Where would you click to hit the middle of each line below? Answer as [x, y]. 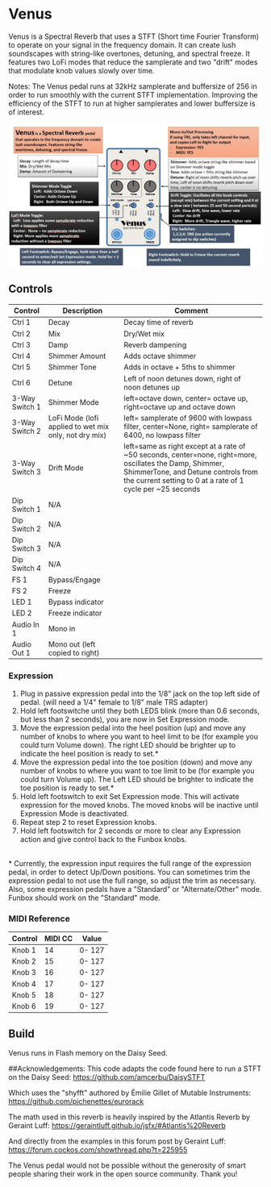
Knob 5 [24, 995]
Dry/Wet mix [144, 333]
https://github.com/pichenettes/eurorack [76, 1102]
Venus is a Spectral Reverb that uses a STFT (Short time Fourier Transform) [134, 36]
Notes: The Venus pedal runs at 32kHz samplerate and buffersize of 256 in [133, 86]
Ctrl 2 [21, 333]
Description [83, 310]
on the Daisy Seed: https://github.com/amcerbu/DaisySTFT [107, 1077]
